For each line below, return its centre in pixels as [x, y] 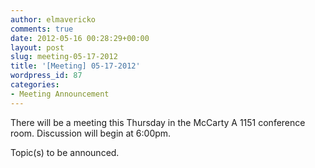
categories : [35, 85]
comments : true [42, 29]
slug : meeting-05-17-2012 [64, 57]
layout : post [37, 47]
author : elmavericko [53, 19]
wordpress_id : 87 [46, 76]
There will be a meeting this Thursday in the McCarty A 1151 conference [158, 122]
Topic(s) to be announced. [65, 152]
